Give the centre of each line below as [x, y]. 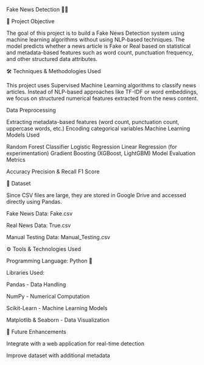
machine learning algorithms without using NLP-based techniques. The [96, 39]
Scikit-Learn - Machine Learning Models [57, 308]
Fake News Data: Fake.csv [40, 213]
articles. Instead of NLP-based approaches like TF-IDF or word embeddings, [102, 92]
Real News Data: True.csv [39, 225]
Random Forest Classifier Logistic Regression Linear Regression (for [92, 147]
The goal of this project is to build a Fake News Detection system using [95, 33]
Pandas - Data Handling [36, 284]
